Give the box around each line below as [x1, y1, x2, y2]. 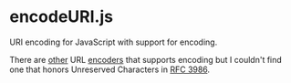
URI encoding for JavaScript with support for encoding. [9, 36, 218, 47]
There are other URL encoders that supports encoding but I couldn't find [9, 54, 283, 65]
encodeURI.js [9, 6, 114, 27]
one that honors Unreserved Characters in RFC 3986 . [9, 64, 211, 75]
